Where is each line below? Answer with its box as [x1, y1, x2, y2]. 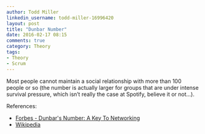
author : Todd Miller [6, 9, 60, 15]
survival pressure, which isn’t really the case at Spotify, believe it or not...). [6, 90, 195, 98]
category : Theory [6, 44, 51, 50]
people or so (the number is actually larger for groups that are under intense [6, 84, 199, 91]
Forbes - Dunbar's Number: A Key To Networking [15, 114, 140, 122]
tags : [6, 49, 20, 55]
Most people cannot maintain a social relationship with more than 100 [6, 77, 182, 85]
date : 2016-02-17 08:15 [6, 32, 68, 38]
